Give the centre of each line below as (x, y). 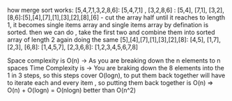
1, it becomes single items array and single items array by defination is (108, 25)
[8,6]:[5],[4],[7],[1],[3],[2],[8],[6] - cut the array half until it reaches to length (116, 17)
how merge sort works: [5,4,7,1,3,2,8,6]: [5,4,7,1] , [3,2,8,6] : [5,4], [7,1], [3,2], (116, 10)
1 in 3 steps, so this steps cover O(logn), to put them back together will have (116, 75)
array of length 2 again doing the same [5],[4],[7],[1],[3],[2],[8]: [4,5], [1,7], (114, 40)
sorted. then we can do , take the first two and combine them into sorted (111, 32)
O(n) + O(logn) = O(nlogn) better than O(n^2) (72, 90)
